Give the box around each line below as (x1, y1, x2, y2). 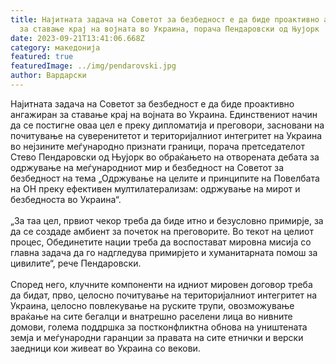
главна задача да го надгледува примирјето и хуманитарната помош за (10, 246, 318, 258)
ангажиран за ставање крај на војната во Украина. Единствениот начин (10, 108, 318, 120)
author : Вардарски (10, 71, 87, 81)
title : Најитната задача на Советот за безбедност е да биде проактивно (10, 14, 320, 25)
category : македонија (10, 42, 101, 53)
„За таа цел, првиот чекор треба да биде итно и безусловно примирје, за (10, 214, 324, 226)
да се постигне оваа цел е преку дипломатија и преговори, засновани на (10, 119, 325, 131)
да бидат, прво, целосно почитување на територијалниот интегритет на (10, 289, 318, 301)
